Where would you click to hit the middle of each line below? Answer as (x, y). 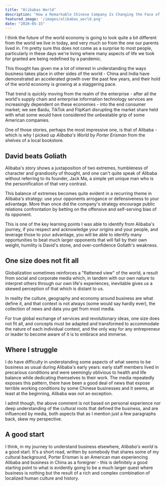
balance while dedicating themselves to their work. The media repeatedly (80, 377)
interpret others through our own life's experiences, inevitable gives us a (79, 283)
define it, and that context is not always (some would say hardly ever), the (80, 303)
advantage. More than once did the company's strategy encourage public (80, 204)
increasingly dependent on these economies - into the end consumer (76, 104)
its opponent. (19, 214)
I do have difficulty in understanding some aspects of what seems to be (78, 362)
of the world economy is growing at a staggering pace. (61, 84)
